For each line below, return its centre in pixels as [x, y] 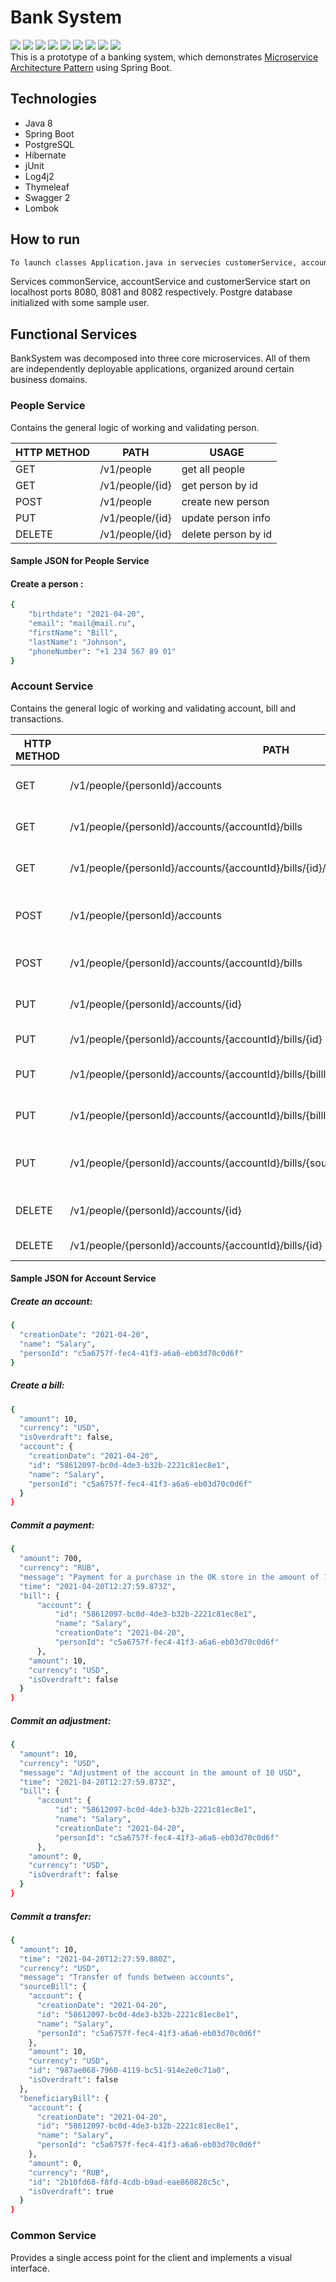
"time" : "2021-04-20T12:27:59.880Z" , [98, 1959]
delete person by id [227, 534]
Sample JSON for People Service [80, 561]
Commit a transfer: [51, 1916]
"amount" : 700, [51, 1559]
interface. [30, 2268]
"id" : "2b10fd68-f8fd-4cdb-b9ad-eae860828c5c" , [129, 2182]
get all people [213, 469]
